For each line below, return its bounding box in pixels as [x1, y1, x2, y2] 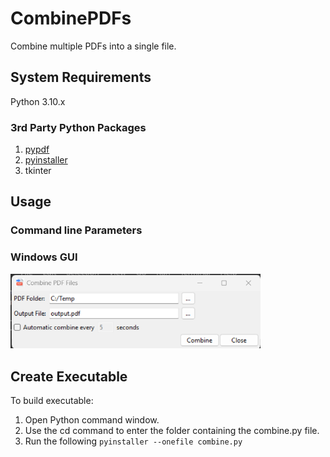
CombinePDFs [10, 7, 132, 30]
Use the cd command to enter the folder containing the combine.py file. [24, 425, 320, 437]
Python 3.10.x [10, 95, 66, 107]
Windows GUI [10, 250, 78, 264]
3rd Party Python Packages [10, 120, 147, 134]
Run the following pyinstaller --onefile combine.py [24, 435, 243, 447]
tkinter [24, 165, 52, 177]
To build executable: [10, 395, 94, 407]
